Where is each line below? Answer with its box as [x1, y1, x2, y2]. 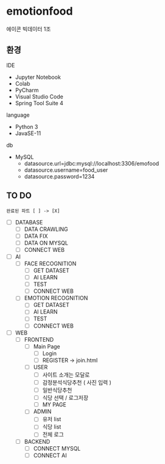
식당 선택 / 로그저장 [42, 394, 89, 402]
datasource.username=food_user [24, 166, 108, 174]
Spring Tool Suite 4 [15, 99, 64, 106]
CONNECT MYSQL [33, 444, 81, 452]
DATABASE [15, 218, 43, 226]
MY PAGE [42, 401, 67, 408]
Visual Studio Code [15, 93, 64, 100]
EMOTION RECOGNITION [24, 295, 88, 302]
